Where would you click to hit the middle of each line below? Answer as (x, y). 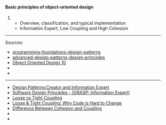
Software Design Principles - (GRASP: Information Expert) (71, 93)
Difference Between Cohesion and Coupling (57, 108)
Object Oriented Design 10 (39, 63)
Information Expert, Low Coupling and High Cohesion (74, 28)
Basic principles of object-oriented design (49, 7)
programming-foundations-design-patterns (57, 52)
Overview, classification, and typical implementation (73, 23)
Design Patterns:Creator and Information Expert (61, 87)
